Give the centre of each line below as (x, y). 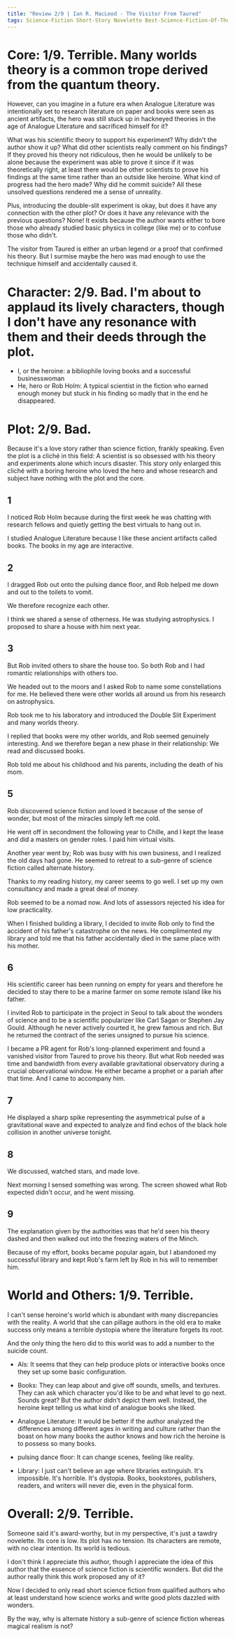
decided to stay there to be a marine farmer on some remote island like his (114, 992)
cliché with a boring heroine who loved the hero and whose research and (113, 471)
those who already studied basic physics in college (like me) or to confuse (114, 228)
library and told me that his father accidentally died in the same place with (114, 938)
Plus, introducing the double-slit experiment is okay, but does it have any (112, 206)
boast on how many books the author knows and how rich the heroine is (121, 1436)
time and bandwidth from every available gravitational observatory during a (116, 1064)
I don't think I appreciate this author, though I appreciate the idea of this (111, 1561)
